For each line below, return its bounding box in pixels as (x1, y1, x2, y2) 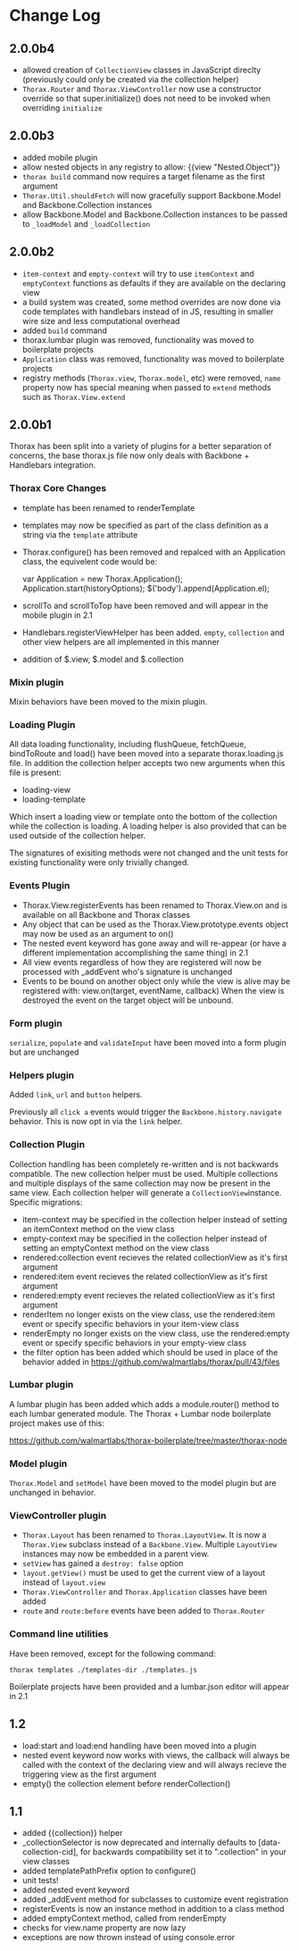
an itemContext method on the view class (21, 1223, 176, 1234)
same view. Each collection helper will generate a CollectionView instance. (9, 1187, 282, 1197)
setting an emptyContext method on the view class (21, 1242, 210, 1253)
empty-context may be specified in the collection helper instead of (21, 1233, 268, 1244)
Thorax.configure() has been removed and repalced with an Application (21, 546, 286, 557)
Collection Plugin (9, 1138, 86, 1151)
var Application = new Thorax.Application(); (21, 573, 183, 584)
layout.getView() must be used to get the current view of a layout (21, 1568, 266, 1579)
